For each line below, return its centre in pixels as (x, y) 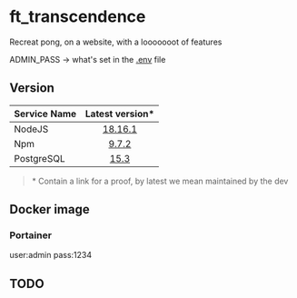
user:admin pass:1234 (51, 255)
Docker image (49, 209)
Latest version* (120, 114)
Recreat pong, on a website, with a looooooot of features (116, 42)
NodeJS (31, 129)
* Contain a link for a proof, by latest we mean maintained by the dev (160, 181)
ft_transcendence (78, 17)
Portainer (31, 235)
